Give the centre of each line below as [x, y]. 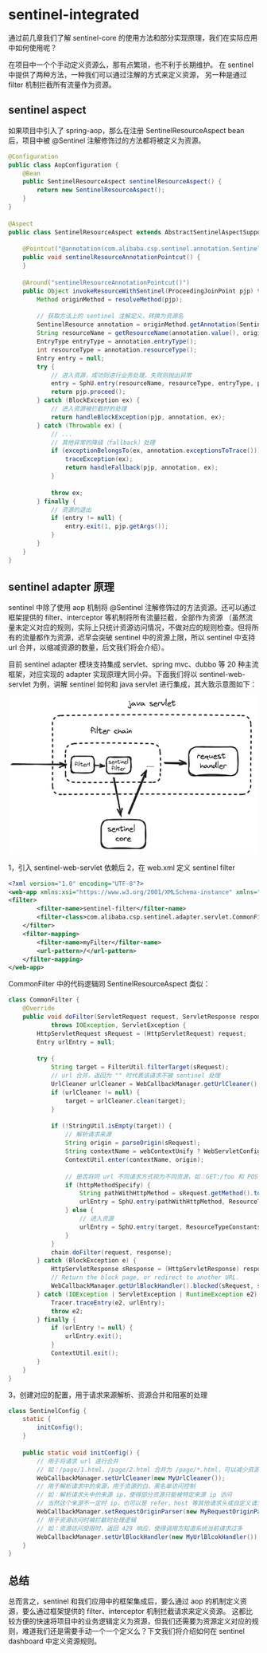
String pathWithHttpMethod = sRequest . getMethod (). [166, 1194]
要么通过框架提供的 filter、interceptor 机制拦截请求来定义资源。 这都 [134, 1612]
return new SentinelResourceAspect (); [101, 190]
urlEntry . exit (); [94, 1336]
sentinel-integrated [74, 15]
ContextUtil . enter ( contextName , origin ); [134, 1159]
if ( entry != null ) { [87, 518]
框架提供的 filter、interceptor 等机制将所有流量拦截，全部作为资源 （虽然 [127, 618]
